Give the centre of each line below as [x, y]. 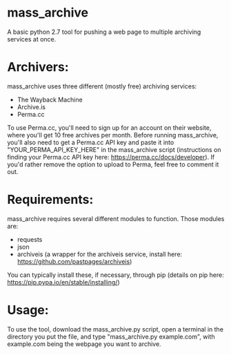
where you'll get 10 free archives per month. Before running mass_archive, [113, 135]
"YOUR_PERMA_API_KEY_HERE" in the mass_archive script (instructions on [114, 149]
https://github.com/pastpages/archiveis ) [74, 261]
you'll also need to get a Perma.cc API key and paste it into [91, 142]
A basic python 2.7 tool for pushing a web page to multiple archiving [104, 32]
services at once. [32, 39]
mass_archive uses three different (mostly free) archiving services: [102, 86]
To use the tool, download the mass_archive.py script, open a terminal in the [115, 329]
